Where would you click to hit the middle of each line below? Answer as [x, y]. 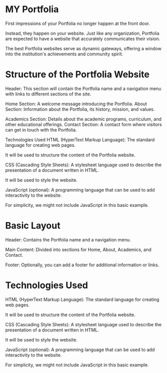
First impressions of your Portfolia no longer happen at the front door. [78, 23]
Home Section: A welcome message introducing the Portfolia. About [76, 104]
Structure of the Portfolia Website [77, 74]
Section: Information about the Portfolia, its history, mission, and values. [80, 109]
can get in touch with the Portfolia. [41, 130]
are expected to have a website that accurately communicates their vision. [83, 39]
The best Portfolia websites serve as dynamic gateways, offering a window [83, 48]
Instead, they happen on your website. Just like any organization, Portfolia [82, 33]
